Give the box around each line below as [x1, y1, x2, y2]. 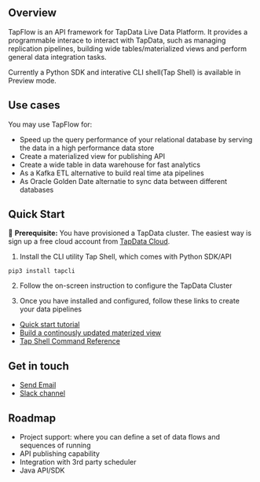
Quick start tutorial [19, 320, 80, 329]
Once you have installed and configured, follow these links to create [19, 296, 240, 306]
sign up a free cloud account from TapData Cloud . [8, 237, 170, 246]
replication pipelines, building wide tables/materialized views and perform [8, 43, 247, 53]
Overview [8, 6, 57, 20]
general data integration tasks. [8, 52, 108, 61]
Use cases [8, 98, 60, 112]
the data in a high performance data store [19, 143, 155, 153]
